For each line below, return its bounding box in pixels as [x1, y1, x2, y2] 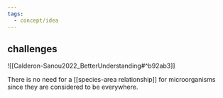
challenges [7, 43, 58, 55]
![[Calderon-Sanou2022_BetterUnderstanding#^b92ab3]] [7, 61, 175, 71]
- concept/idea [13, 17, 59, 24]
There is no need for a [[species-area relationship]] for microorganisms [7, 75, 216, 84]
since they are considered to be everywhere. [7, 82, 138, 92]
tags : [7, 10, 23, 18]
